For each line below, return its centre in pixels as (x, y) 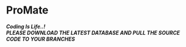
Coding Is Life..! (26, 26)
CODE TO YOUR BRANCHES (40, 39)
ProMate (27, 10)
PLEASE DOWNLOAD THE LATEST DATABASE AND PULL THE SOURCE (93, 32)
